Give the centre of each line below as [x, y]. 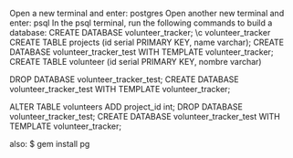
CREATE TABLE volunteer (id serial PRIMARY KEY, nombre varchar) [136, 62]
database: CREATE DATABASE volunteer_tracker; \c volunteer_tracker [140, 32]
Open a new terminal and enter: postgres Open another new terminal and [147, 13]
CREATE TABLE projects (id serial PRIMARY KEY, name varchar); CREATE [147, 42]
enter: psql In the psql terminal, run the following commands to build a [141, 23]
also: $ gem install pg [50, 144]
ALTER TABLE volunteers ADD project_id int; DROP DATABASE [126, 107]
